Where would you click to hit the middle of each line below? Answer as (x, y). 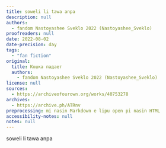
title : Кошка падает (37, 67)
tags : (13, 50)
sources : (17, 89)
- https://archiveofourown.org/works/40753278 (70, 94)
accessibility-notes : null (39, 116)
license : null (24, 83)
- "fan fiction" (31, 56)
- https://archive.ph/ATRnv (46, 105)
